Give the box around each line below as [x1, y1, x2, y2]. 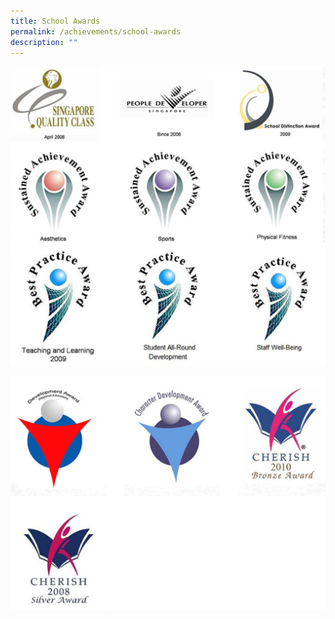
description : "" [10, 37, 78, 47]
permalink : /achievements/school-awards [10, 26, 182, 37]
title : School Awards [10, 16, 101, 26]
